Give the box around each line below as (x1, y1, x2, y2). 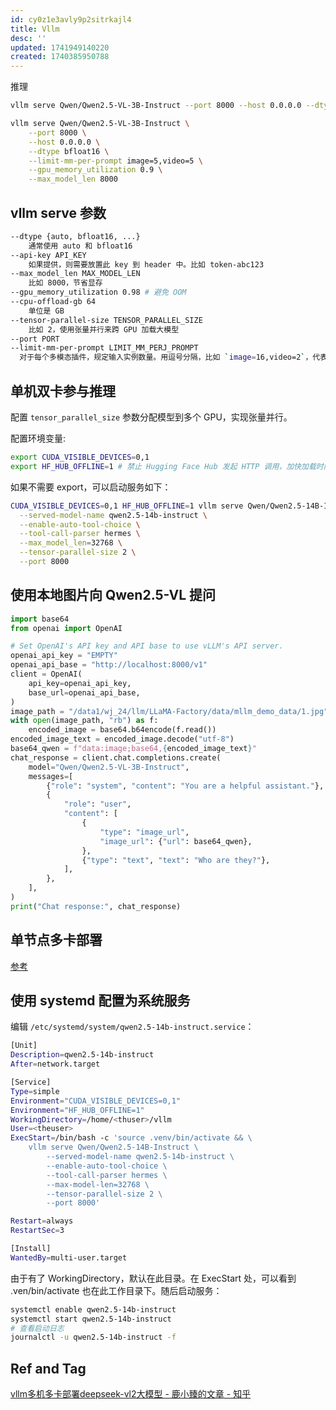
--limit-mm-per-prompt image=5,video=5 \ (28, 156, 203, 166)
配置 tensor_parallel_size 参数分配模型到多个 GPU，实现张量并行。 (10, 411, 293, 423)
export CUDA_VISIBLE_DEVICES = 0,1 (10, 452, 150, 462)
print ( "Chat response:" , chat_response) (10, 901, 182, 911)
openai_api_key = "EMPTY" (10, 651, 118, 661)
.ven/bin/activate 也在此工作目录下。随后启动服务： (10, 1284, 223, 1296)
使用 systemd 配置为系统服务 (10, 992, 191, 1010)
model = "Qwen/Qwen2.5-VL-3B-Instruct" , (28, 762, 190, 772)
